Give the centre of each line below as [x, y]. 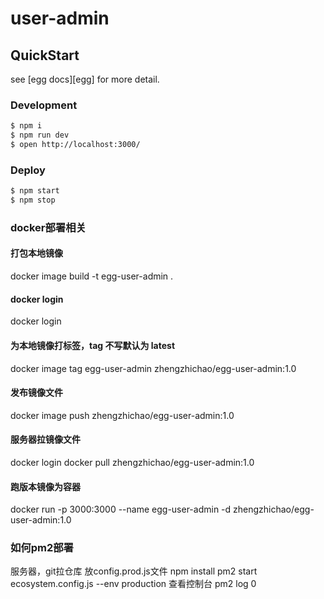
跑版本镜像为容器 [45, 486]
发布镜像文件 [36, 393]
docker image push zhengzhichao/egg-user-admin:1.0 [122, 415]
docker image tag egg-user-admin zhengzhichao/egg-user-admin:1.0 [153, 368]
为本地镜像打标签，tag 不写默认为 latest [93, 345]
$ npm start [35, 191]
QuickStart [45, 55]
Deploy [28, 170]
